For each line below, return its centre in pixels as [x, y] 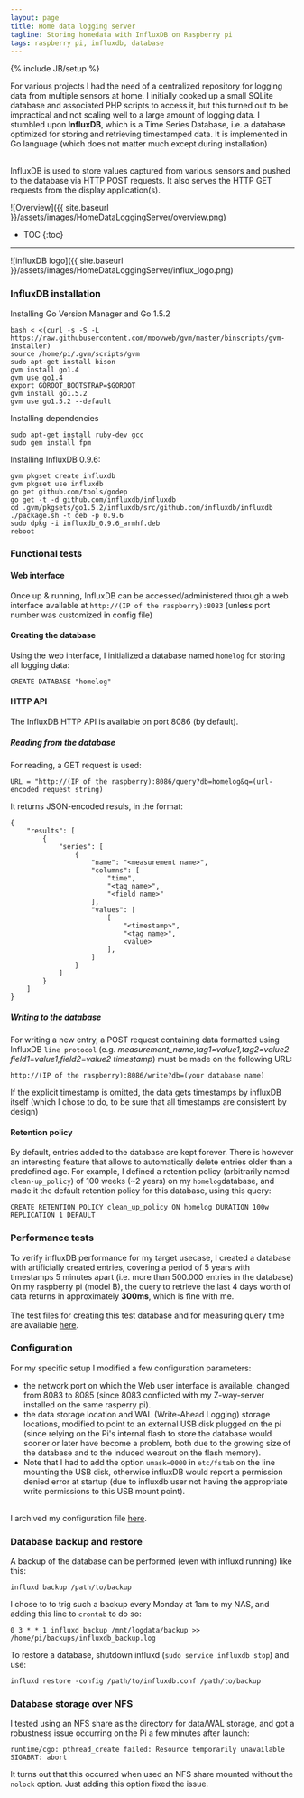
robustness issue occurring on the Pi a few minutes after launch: [130, 1733]
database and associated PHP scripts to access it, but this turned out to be [149, 106]
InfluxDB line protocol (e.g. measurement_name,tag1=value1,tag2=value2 [150, 1050]
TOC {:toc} [43, 235]
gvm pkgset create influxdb [63, 475]
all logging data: [40, 664]
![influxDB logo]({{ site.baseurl [67, 261]
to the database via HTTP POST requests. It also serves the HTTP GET [141, 181]
